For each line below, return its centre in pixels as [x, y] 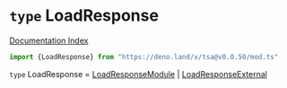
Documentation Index [49, 40]
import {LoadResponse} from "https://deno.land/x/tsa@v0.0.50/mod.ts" [144, 57]
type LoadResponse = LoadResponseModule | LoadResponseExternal [138, 74]
